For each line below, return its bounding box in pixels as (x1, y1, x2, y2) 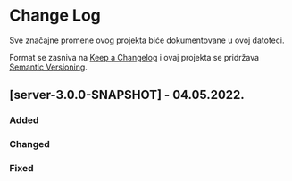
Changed (9, 138, 51, 151)
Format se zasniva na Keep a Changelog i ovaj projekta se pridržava (9, 52, 260, 62)
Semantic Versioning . (9, 62, 88, 72)
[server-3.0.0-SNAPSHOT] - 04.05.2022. (9, 87, 246, 103)
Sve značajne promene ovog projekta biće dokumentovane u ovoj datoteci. (9, 35, 285, 45)
